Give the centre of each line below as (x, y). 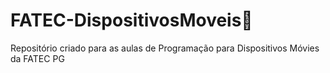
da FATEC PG (37, 58)
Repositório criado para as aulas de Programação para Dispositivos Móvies (165, 48)
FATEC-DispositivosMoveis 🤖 (131, 20)
